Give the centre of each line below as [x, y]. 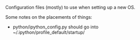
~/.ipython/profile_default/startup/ [49, 32]
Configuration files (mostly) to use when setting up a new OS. [71, 7]
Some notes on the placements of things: [49, 17]
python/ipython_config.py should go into [56, 27]
